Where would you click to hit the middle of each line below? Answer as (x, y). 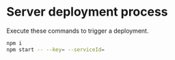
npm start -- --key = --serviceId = (56, 49)
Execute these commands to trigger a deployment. (78, 31)
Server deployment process (87, 12)
